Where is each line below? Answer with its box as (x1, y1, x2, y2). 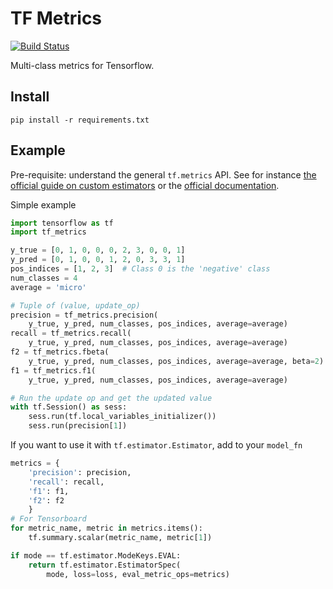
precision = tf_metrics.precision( (10, 310, 159, 320)
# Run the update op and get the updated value (10, 393, 213, 403)
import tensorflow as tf (10, 218, 114, 228)
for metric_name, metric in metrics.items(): (10, 523, 203, 534)
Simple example (10, 198, 77, 211)
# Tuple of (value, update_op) (10, 300, 141, 311)
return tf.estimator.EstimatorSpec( (28, 560, 182, 570)
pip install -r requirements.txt (10, 115, 150, 125)
